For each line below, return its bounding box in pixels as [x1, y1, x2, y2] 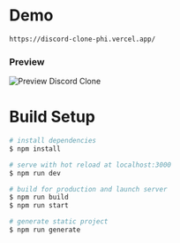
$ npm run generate [9, 225, 81, 235]
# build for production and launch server [9, 184, 168, 193]
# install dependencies [9, 137, 97, 145]
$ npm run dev [9, 169, 62, 177]
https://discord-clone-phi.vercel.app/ [9, 35, 156, 43]
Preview [9, 55, 45, 67]
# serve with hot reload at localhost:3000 [9, 161, 172, 169]
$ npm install [9, 144, 62, 153]
